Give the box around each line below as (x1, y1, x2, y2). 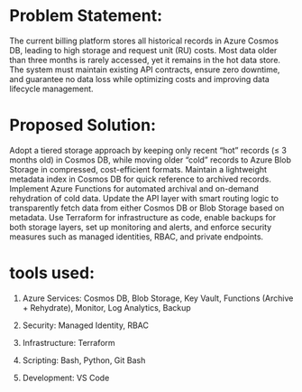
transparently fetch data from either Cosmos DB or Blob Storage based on (9, 202, 285, 213)
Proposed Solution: (9, 115, 156, 135)
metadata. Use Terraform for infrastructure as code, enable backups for (9, 211, 277, 222)
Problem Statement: (9, 5, 163, 26)
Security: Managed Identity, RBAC (22, 320, 149, 331)
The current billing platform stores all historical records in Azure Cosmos (9, 35, 279, 46)
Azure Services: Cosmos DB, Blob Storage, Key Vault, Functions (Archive (22, 293, 294, 303)
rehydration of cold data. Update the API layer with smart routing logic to (9, 192, 279, 203)
